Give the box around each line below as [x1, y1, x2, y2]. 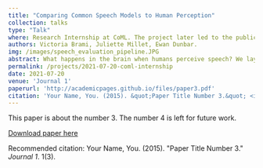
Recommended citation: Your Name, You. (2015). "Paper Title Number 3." [8, 144, 244, 153]
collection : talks [8, 19, 68, 27]
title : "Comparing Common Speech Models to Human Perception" [8, 11, 215, 20]
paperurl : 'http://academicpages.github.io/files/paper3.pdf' [8, 84, 215, 93]
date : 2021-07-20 [8, 70, 65, 78]
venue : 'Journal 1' [8, 77, 72, 85]
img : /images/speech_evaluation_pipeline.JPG [8, 48, 159, 56]
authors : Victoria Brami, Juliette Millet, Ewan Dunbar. [8, 41, 198, 49]
